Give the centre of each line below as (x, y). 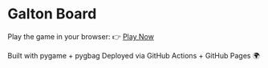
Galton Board (52, 14)
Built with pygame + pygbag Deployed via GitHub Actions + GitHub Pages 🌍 (134, 55)
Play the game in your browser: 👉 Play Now (81, 36)
